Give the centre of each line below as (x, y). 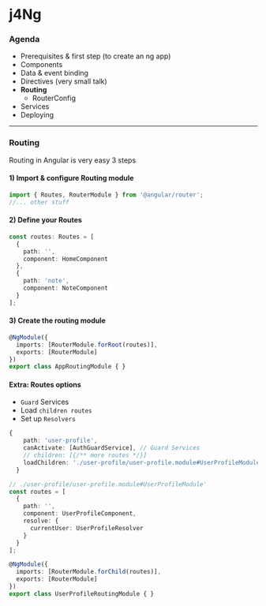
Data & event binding (54, 73)
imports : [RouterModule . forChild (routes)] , (88, 572)
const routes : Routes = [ (51, 237)
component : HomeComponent (66, 259)
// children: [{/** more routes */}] (85, 455)
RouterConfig (54, 98)
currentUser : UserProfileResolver (87, 528)
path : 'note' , (46, 281)
